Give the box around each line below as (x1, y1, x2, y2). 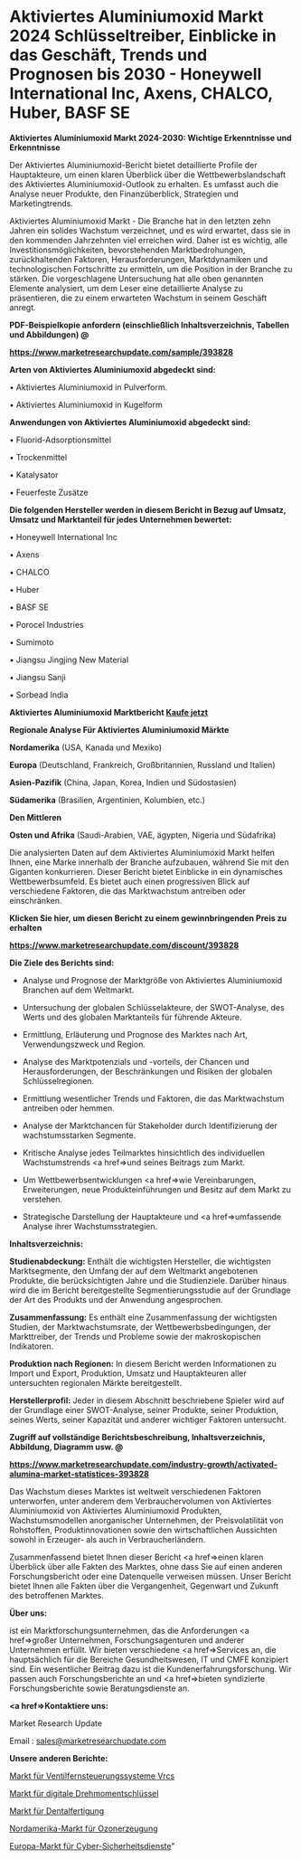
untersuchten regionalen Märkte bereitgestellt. (9, 1377, 183, 1388)
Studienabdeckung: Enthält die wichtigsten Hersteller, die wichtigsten (9, 1256, 271, 1267)
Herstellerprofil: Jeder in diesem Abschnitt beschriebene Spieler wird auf (9, 1395, 285, 1406)
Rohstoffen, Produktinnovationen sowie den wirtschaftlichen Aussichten (9, 1524, 277, 1535)
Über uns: (9, 1608, 48, 1618)
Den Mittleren (9, 811, 62, 822)
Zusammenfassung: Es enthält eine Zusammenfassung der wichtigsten (9, 1312, 277, 1323)
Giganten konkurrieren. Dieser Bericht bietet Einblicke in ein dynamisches (9, 866, 283, 877)
